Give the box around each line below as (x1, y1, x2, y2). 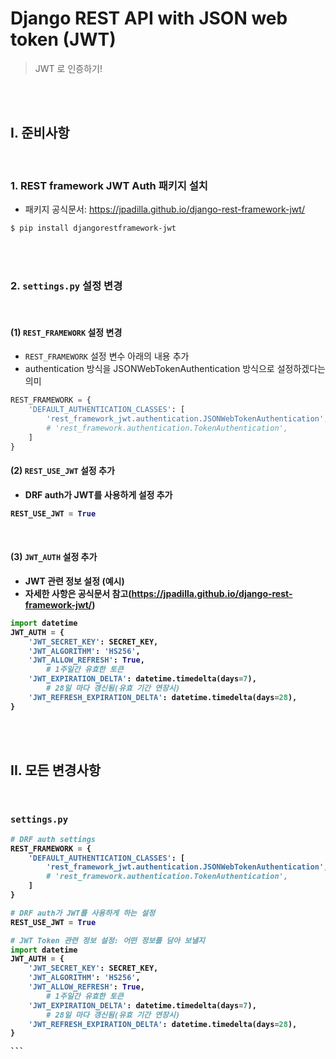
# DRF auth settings (10, 834, 97, 844)
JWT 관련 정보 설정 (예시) (24, 575, 125, 587)
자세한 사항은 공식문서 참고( (24, 587, 132, 599)
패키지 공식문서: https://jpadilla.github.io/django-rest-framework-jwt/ (24, 203, 305, 216)
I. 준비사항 (10, 125, 70, 142)
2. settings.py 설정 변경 (10, 278, 123, 292)
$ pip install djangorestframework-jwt (10, 223, 177, 234)
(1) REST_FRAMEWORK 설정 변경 (10, 326, 123, 338)
